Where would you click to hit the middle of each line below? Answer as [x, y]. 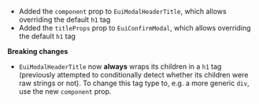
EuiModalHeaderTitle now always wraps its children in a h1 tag [120, 66]
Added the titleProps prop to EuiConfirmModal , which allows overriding [135, 28]
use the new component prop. [65, 91]
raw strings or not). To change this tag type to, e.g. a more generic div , [134, 83]
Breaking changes [38, 51]
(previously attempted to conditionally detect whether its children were [133, 75]
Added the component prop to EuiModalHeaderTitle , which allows [122, 11]
